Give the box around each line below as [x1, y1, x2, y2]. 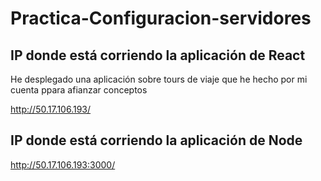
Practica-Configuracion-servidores [10, 7, 312, 30]
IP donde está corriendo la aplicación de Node [10, 132, 303, 149]
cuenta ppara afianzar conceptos [10, 84, 148, 96]
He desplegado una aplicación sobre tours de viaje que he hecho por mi [10, 73, 308, 85]
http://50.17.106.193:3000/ [10, 158, 116, 171]
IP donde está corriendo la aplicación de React [10, 47, 306, 64]
